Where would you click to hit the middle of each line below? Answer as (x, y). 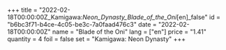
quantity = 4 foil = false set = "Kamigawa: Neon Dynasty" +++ (97, 39)
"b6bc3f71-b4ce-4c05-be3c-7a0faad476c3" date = (82, 24)
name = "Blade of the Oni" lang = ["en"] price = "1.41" (129, 32)
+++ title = (23, 10)
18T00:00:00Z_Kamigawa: (45, 17)
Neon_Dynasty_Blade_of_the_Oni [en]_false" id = (152, 17)
